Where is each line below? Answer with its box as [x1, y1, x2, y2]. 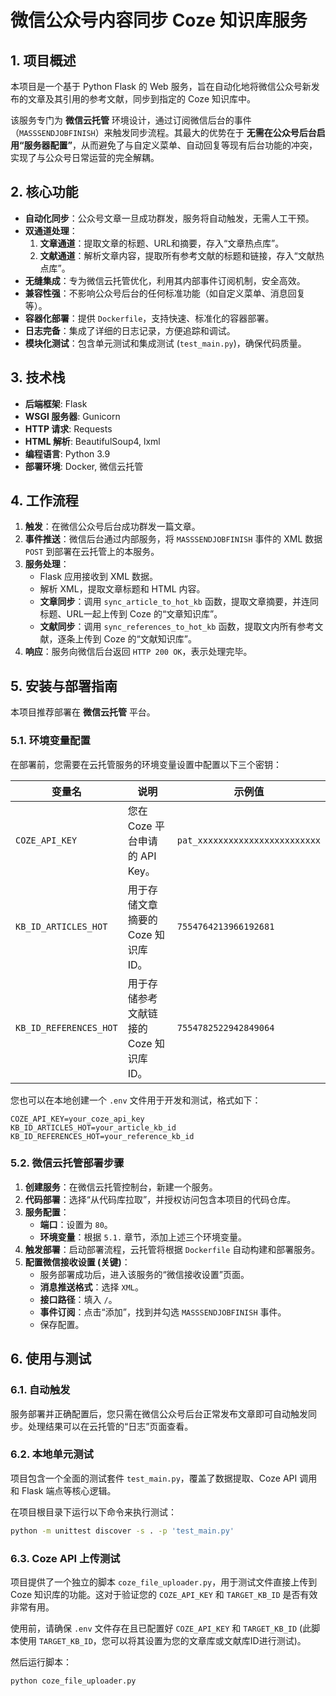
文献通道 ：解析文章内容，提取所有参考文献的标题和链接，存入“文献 [39, 249, 316, 261]
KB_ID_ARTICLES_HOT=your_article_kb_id [10, 1122, 177, 1133]
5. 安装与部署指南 [10, 677, 118, 695]
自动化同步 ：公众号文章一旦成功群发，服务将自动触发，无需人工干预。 [24, 212, 315, 224]
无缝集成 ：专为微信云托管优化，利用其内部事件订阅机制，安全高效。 [24, 274, 306, 286]
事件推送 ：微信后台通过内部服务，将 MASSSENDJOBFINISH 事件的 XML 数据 [24, 533, 323, 545]
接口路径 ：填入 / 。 [39, 1293, 118, 1305]
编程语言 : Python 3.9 [24, 447, 111, 460]
